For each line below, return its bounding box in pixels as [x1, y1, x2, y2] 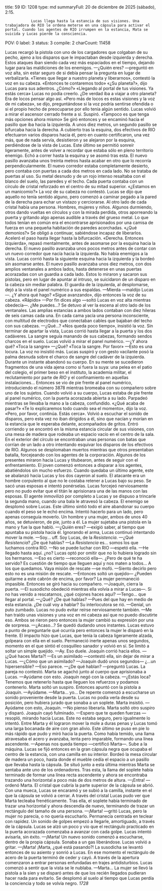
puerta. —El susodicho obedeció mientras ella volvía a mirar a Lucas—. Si [5, 586, 152, 592]
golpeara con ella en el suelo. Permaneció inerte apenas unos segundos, [5, 638, 150, 643]
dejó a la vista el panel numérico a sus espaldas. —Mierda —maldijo [5, 287, 141, 292]
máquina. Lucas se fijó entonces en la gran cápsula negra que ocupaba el [5, 746, 152, 752]
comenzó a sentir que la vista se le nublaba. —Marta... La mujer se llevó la [5, 865, 153, 871]
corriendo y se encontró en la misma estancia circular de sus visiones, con [5, 426, 154, 432]
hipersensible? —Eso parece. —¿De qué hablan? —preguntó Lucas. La [5, 664, 146, 669]
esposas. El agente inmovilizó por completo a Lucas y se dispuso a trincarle [5, 493, 156, 499]
